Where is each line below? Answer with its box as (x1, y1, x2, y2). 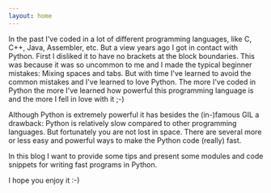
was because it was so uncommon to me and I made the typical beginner (8, 60, 252, 69)
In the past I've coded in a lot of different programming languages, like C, (8, 34, 252, 44)
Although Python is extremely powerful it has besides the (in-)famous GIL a (8, 110, 260, 120)
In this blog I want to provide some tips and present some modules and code (8, 151, 264, 161)
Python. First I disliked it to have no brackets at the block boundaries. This (8, 51, 255, 61)
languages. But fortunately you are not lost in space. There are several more (8, 127, 262, 136)
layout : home (8, 11, 53, 20)
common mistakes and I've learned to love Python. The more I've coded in (8, 77, 256, 86)
